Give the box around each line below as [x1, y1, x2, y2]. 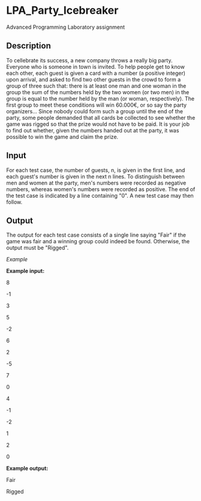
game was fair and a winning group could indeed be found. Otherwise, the [6, 238, 190, 245]
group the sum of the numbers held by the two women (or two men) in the [6, 88, 190, 96]
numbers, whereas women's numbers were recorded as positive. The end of [6, 185, 196, 192]
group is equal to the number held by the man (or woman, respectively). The [6, 95, 195, 102]
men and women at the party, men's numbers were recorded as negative [6, 179, 187, 186]
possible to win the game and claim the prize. [6, 133, 119, 140]
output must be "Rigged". [6, 244, 69, 252]
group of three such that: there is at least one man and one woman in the [6, 82, 187, 89]
